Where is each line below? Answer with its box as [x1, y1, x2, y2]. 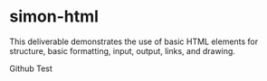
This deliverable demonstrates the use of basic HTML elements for [9, 36, 259, 47]
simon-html [9, 6, 100, 27]
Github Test [9, 63, 52, 74]
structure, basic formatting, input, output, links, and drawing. [9, 45, 235, 56]
